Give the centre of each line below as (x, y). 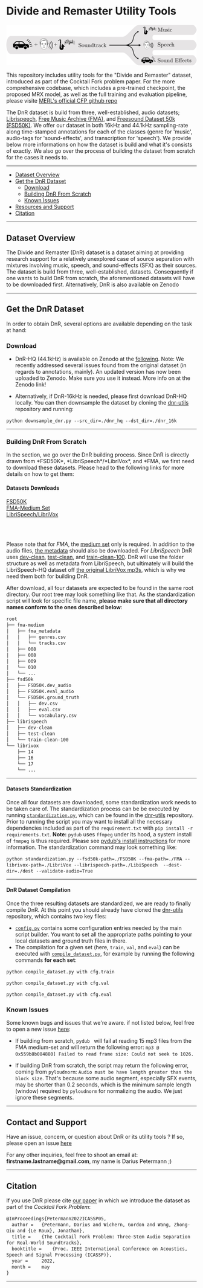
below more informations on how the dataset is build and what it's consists (99, 145)
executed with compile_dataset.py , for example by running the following (105, 954)
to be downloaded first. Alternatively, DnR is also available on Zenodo (93, 284)
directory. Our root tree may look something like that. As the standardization (101, 594)
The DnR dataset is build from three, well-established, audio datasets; (93, 112)
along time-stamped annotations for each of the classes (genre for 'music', (99, 132)
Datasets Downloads (33, 488)
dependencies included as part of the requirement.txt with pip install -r (100, 828)
